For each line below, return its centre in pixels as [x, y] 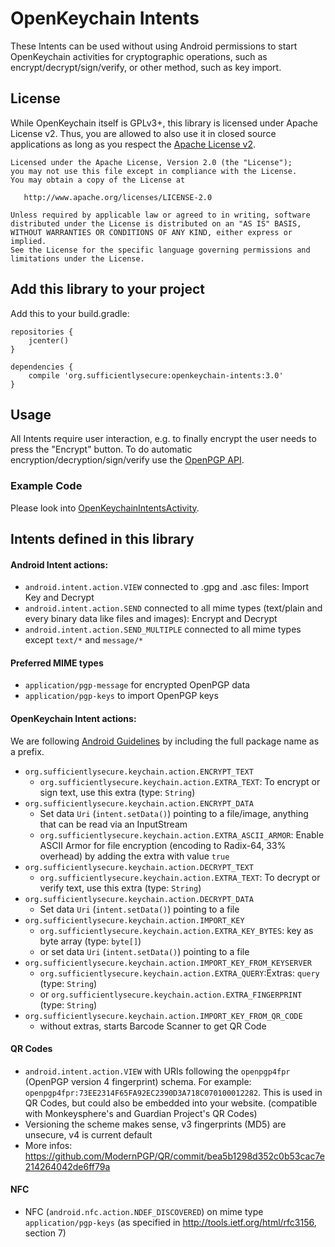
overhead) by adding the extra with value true [134, 856]
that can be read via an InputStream [113, 824]
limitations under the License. [77, 258]
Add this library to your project [107, 289]
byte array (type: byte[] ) [90, 941]
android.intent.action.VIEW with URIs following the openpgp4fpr [157, 1071]
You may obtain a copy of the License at [98, 180]
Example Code [46, 486]
